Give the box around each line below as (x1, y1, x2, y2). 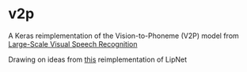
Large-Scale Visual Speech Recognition (8, 39, 138, 48)
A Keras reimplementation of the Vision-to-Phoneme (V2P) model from (8, 31, 239, 40)
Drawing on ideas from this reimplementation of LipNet (8, 55, 188, 64)
